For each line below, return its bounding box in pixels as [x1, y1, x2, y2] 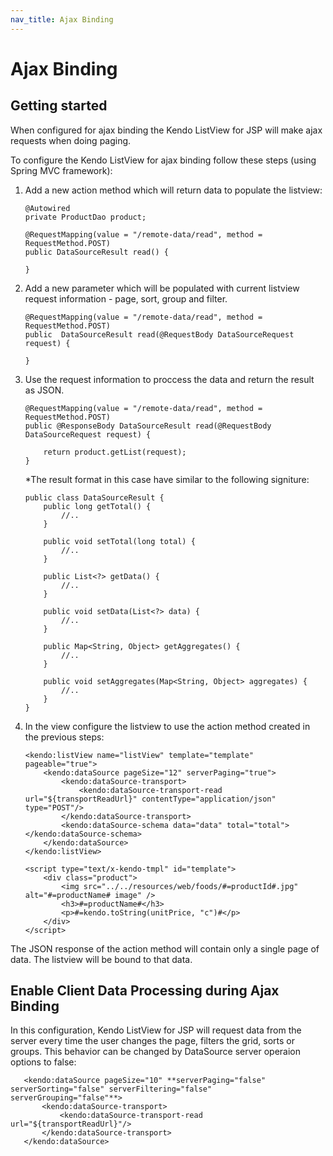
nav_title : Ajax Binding [10, 14, 114, 25]
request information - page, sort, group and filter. [24, 292, 228, 305]
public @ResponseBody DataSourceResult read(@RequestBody [24, 421, 272, 431]
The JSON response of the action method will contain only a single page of [10, 942, 320, 955]
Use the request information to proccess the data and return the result [24, 373, 315, 385]
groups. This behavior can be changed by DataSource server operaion [10, 1046, 302, 1058]
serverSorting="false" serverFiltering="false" [10, 1084, 213, 1095]
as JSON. [24, 384, 65, 396]
